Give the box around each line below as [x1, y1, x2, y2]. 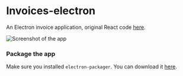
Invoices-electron [6, 4, 96, 18]
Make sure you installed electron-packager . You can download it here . [6, 63, 178, 70]
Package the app [6, 49, 56, 58]
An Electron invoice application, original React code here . [6, 24, 146, 31]
